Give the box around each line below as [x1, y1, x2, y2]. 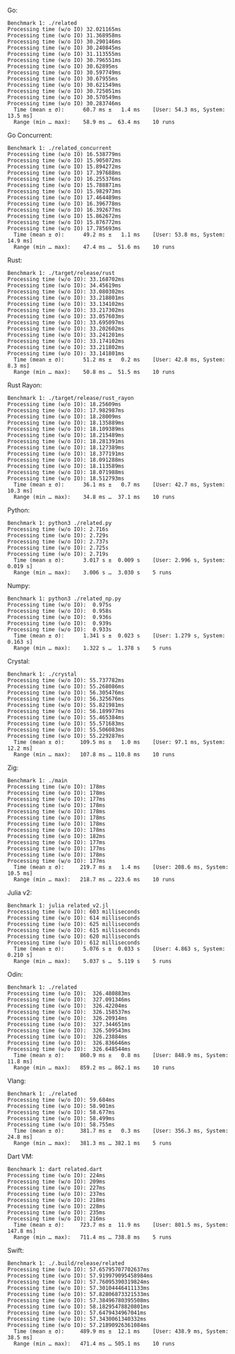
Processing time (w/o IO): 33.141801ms [7, 350, 125, 357]
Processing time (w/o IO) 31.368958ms [7, 32, 121, 39]
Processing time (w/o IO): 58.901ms [7, 1102, 115, 1109]
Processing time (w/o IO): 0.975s [7, 601, 112, 608]
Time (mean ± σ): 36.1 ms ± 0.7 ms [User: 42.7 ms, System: [13, 481, 226, 488]
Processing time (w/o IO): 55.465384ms [7, 714, 125, 721]
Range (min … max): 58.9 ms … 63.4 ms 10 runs [13, 119, 175, 126]
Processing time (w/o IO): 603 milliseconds [7, 908, 140, 915]
